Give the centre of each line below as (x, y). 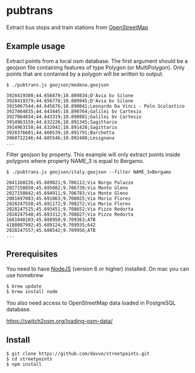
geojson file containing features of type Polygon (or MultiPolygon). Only (96, 67)
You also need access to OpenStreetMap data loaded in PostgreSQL (91, 303)
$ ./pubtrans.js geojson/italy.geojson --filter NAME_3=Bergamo (89, 172)
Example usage (36, 46)
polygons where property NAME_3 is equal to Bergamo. (75, 160)
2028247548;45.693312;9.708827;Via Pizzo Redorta (70, 214)
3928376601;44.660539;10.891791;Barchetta (60, 133)
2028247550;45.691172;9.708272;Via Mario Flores (69, 203)
